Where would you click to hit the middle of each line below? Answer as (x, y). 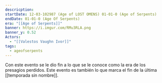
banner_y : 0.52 (21, 32)
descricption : (20, 10)
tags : (11, 46)
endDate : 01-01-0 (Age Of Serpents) (42, 19)
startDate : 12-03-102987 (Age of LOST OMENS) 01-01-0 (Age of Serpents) (81, 14)
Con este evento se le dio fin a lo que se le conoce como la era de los (75, 65)
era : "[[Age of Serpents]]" (34, 23)
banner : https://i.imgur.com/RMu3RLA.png (48, 28)
